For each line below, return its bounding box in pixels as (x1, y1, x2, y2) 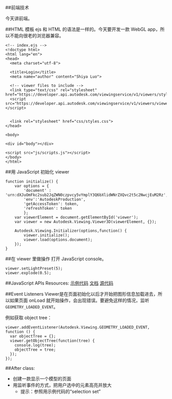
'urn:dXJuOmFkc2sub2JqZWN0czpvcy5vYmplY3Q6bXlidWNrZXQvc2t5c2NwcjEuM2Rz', (5, 192, 168, 197)
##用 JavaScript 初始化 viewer (5, 169, 70, 175)
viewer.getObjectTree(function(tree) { (10, 338, 95, 343)
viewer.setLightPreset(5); (5, 266, 63, 271)
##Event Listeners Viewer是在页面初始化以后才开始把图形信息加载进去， (5, 291, 158, 297)
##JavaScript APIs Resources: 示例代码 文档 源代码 (5, 280, 114, 286)
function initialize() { (5, 179, 58, 184)
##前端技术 (5, 5, 29, 10)
